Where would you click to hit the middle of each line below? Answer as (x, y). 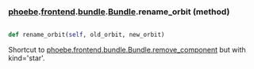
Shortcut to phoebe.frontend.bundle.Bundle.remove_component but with (127, 50)
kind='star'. (27, 58)
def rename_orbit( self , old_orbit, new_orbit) (87, 35)
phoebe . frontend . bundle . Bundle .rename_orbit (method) (119, 12)
